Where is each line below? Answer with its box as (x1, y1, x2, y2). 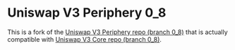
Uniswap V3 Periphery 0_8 (7, 5, 167, 21)
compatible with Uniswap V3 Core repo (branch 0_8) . (7, 35, 162, 43)
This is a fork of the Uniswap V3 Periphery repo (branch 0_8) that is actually (7, 28, 228, 36)
